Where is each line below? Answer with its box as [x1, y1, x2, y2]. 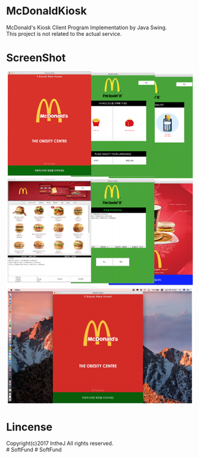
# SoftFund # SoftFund [6, 446, 62, 453]
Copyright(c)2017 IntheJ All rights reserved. [6, 440, 114, 447]
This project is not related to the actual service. [6, 30, 122, 37]
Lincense [6, 420, 52, 434]
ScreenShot [6, 51, 66, 65]
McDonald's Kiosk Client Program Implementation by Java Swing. [6, 24, 167, 31]
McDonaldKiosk [6, 4, 87, 18]
